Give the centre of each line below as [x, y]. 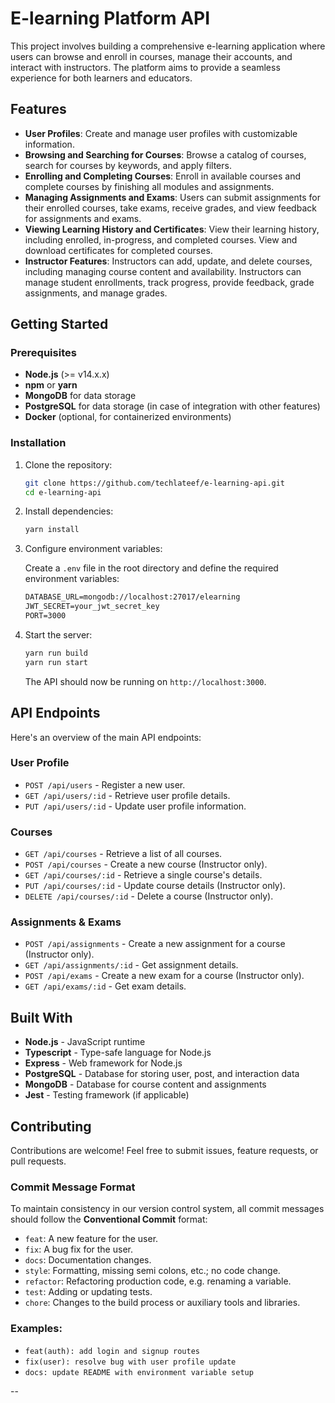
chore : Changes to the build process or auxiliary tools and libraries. [162, 1303]
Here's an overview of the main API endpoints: [106, 737]
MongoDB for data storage [80, 396]
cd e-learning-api [63, 492]
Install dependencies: [69, 511]
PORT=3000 [45, 616]
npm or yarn [51, 385]
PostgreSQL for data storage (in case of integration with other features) [172, 406]
